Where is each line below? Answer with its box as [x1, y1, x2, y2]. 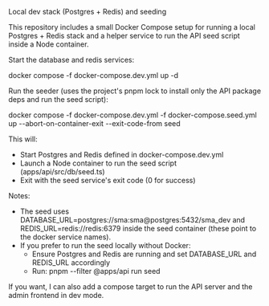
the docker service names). [19, 232, 111, 242]
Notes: [8, 191, 31, 200]
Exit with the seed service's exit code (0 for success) [19, 176, 196, 185]
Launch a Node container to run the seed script [19, 158, 177, 168]
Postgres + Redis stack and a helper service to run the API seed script [8, 31, 241, 40]
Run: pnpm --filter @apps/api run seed [31, 267, 161, 275]
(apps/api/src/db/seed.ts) [19, 167, 106, 176]
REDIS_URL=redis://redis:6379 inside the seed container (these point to [19, 224, 257, 233]
